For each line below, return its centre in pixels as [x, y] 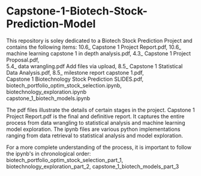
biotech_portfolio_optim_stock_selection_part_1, [65, 160]
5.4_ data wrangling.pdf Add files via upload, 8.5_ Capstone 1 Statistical [94, 66]
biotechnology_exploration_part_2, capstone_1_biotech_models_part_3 [93, 166]
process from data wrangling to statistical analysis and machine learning [96, 122]
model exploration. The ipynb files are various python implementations [93, 129]
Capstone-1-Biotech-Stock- [77, 11]
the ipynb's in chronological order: [49, 153]
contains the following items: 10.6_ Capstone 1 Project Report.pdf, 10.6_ [94, 47]
